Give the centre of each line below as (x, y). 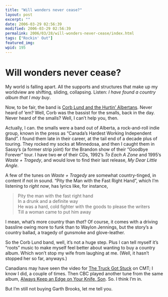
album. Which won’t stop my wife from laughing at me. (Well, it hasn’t (77, 253)
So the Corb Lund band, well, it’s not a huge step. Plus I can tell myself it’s (82, 242)
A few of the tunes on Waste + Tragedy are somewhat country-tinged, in (81, 175)
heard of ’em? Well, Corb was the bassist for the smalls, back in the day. (80, 112)
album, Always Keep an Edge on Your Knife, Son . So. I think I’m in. (74, 279)
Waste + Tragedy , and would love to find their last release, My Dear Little (81, 160)
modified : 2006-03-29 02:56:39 (38, 29)
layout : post (19, 15)
